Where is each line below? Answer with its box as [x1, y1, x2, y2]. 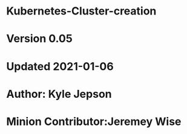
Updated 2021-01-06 [6, 59, 114, 73]
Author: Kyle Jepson [6, 87, 112, 101]
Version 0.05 [6, 32, 73, 46]
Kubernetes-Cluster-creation [6, 4, 157, 18]
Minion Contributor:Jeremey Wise [6, 115, 182, 128]
